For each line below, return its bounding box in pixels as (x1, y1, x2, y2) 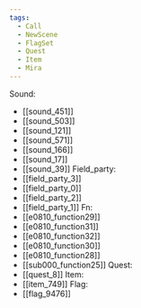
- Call (17, 22, 42, 31)
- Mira (17, 64, 42, 73)
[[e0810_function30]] (22, 240, 101, 251)
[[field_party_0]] (22, 182, 83, 193)
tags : (9, 13, 30, 23)
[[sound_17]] (22, 154, 68, 164)
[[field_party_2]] (22, 191, 83, 203)
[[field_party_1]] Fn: (22, 201, 93, 212)
